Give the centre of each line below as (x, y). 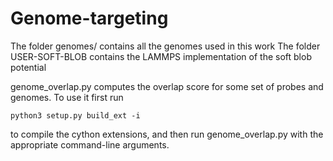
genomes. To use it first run (67, 97)
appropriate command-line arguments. (90, 144)
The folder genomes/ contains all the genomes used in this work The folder (165, 46)
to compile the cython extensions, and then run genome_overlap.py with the (167, 134)
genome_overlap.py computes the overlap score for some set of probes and (167, 86)
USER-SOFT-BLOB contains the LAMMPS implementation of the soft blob (161, 56)
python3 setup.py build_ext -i (75, 115)
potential (28, 67)
